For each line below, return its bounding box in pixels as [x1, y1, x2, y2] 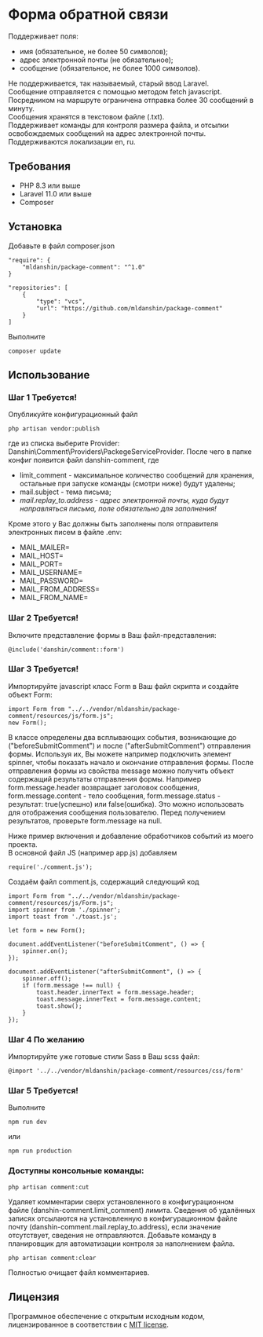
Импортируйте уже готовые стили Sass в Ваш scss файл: [8, 1052, 200, 1061]
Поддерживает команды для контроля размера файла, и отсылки [8, 120, 229, 130]
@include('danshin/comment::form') [8, 646, 125, 654]
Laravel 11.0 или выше [19, 189, 92, 198]
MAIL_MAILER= [19, 543, 71, 552]
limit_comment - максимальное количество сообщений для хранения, [19, 471, 254, 480]
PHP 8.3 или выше [19, 181, 81, 190]
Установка [8, 220, 63, 233]
